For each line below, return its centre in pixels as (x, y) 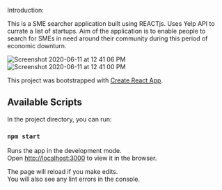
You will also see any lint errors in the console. (74, 179)
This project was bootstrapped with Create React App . (85, 80)
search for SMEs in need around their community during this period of (108, 38)
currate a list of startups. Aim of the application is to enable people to (106, 31)
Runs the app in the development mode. (64, 151)
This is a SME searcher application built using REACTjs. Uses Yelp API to (111, 23)
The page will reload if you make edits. (63, 172)
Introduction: (25, 10)
